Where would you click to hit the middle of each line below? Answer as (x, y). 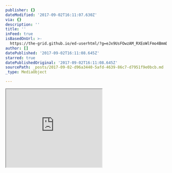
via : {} (14, 20)
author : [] (17, 48)
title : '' (16, 29)
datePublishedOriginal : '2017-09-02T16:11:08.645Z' (61, 63)
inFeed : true (19, 34)
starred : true (20, 58)
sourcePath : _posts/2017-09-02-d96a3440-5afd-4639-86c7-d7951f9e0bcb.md (84, 67)
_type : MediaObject (26, 72)
